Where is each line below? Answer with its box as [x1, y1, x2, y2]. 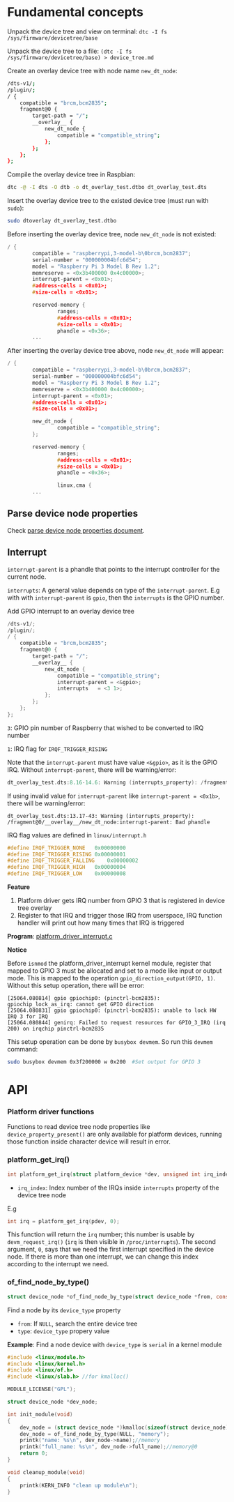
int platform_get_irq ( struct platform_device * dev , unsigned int [7, 1171, 201, 1178]
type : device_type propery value [17, 1326, 110, 1335]
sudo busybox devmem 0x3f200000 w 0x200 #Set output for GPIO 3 [7, 1059, 201, 1065]
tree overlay [17, 904, 52, 912]
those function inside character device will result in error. [7, 1137, 171, 1146]
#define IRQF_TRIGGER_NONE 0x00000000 [7, 844, 127, 851]
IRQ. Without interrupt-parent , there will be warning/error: [7, 765, 176, 774]
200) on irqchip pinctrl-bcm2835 [7, 1026, 104, 1033]
